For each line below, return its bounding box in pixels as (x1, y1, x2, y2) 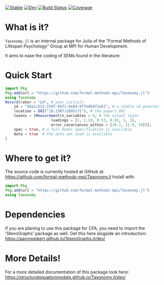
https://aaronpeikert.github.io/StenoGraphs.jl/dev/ (5, 236, 105, 241)
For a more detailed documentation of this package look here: (5, 269, 129, 275)
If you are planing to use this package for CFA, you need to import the (5, 225, 145, 231)
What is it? (5, 22, 49, 33)
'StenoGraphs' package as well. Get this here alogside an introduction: (5, 230, 147, 236)
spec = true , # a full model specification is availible (14, 127, 132, 132)
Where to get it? (5, 152, 71, 164)
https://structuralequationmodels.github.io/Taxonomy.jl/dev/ (5, 274, 126, 280)
